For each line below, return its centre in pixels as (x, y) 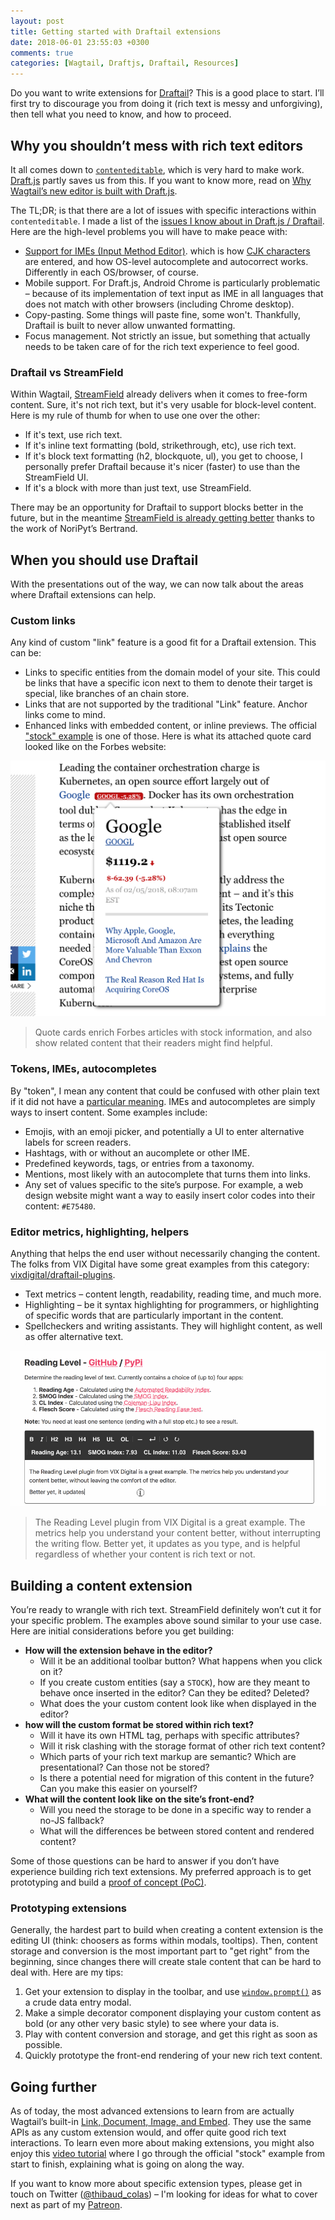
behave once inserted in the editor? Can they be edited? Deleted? (174, 1693)
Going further (53, 2086)
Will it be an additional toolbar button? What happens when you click (181, 1661)
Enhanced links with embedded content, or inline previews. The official (170, 726)
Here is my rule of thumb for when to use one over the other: (135, 416)
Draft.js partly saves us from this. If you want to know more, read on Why (161, 180)
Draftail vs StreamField (67, 372)
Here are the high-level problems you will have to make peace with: (149, 231)
